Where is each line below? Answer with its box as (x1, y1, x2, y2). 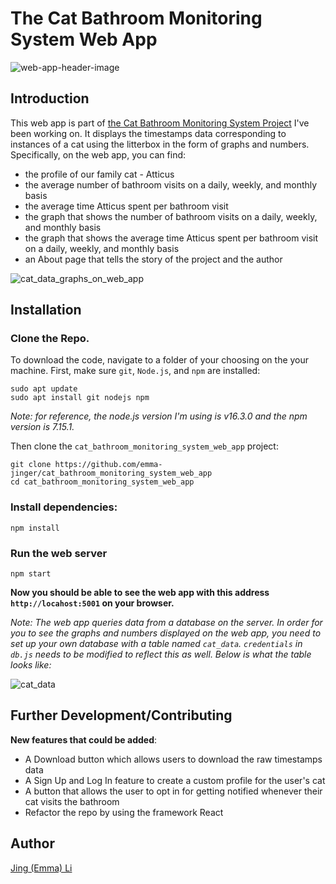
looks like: (10, 659, 52, 671)
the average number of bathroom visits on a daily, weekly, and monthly (24, 178, 318, 191)
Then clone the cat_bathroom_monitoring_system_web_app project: (10, 440, 279, 452)
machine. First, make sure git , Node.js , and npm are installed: (10, 365, 261, 377)
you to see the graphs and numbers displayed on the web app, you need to (10, 627, 322, 639)
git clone (10, 460, 52, 470)
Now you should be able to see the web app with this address (10, 587, 270, 599)
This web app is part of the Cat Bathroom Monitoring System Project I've (10, 117, 310, 129)
